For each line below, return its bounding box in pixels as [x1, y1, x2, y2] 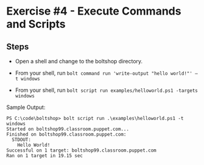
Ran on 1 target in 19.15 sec [6, 153, 83, 159]
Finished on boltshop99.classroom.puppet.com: [6, 132, 127, 138]
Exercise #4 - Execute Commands [6, 4, 181, 18]
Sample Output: [6, 104, 46, 111]
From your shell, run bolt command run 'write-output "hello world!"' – [15, 69, 198, 77]
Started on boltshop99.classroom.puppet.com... [6, 126, 130, 132]
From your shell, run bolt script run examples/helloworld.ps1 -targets [15, 86, 198, 94]
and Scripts [6, 17, 66, 31]
